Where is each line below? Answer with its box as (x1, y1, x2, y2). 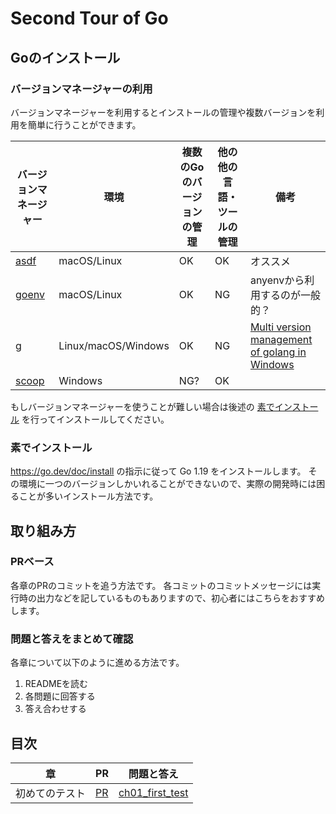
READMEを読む (24, 678, 89, 690)
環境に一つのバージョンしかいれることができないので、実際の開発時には (18, 478, 317, 490)
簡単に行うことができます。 (27, 118, 142, 131)
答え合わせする (24, 703, 87, 715)
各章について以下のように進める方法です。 (10, 657, 185, 669)
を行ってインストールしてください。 (21, 413, 170, 425)
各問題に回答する (24, 690, 96, 702)
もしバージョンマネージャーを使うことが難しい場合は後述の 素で (10, 400, 275, 412)
